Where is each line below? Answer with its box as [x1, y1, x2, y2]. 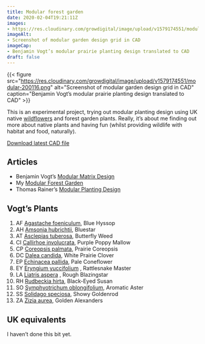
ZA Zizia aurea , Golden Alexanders [15, 297, 103, 304]
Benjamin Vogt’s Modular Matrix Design [15, 173, 115, 180]
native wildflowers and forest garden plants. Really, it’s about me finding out [7, 115, 197, 122]
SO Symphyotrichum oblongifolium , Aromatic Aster [15, 284, 144, 291]
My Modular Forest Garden [15, 180, 84, 187]
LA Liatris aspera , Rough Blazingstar [15, 271, 109, 278]
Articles [7, 157, 38, 167]
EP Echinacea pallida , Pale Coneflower [15, 258, 113, 266]
